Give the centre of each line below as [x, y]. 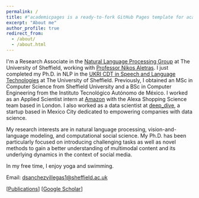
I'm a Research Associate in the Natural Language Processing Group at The [98, 61]
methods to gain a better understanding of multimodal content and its [91, 148]
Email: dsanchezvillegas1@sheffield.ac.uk [57, 177]
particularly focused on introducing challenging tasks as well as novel [91, 142]
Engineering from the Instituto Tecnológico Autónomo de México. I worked [97, 93]
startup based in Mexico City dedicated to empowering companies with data [99, 111]
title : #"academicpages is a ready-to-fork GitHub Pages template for [95, 17]
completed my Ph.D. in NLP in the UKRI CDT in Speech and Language [91, 74]
